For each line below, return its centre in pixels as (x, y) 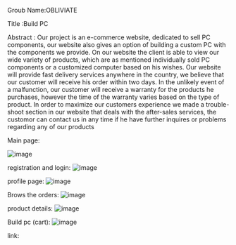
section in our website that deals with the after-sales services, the (121, 112)
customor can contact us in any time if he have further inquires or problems (117, 119)
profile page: (26, 181)
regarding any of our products (51, 127)
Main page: (24, 140)
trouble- (217, 104)
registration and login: (39, 167)
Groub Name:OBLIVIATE (42, 10)
